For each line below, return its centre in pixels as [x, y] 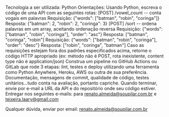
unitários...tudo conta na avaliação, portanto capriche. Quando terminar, [81, 83]
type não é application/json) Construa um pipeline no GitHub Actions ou [81, 61]
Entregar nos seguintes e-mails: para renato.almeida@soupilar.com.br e [81, 94]
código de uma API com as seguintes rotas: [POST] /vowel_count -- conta [83, 13]
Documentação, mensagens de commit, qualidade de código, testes [77, 78]
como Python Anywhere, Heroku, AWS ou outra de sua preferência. [77, 72]
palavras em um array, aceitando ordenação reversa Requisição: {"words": [84, 29]
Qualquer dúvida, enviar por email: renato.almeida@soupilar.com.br [77, 109]
